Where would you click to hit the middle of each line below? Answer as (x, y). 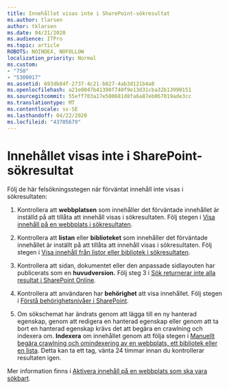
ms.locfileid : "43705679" (44, 122)
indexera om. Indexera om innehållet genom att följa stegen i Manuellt (116, 336)
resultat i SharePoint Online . (56, 280)
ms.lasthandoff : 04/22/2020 (47, 115)
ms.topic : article (33, 45)
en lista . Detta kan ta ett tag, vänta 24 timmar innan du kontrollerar (111, 351)
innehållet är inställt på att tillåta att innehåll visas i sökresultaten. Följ (114, 245)
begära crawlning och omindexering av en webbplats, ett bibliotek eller (117, 343)
